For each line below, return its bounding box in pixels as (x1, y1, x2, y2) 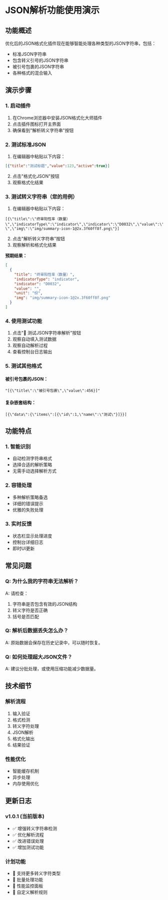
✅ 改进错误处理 (12, 838, 44, 844)
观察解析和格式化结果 (12, 242, 56, 248)
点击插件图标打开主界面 (12, 121, 61, 127)
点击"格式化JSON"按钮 (12, 173, 60, 179)
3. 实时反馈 (5, 520, 32, 527)
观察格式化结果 (12, 179, 43, 185)
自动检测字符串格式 (12, 456, 52, 462)
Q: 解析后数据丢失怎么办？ (5, 627, 68, 634)
